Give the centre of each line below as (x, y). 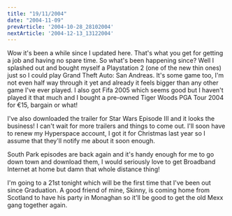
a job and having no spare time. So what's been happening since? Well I (111, 61)
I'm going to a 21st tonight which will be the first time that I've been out (109, 183)
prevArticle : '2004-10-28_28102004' (60, 27)
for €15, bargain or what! (43, 105)
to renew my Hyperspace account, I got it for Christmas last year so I (106, 134)
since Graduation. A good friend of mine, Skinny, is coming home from (109, 190)
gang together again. (37, 205)
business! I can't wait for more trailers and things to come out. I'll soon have (116, 126)
